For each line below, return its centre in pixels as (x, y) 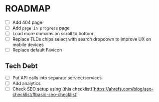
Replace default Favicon (37, 50)
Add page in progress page (41, 28)
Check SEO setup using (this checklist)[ (53, 89)
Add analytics (26, 83)
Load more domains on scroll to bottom (53, 34)
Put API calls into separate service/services (57, 78)
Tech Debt (21, 66)
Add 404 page (27, 22)
